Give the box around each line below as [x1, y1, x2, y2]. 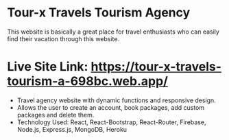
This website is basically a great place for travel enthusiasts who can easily [7, 27, 219, 36]
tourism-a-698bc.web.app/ [7, 73, 168, 89]
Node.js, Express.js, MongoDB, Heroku [16, 125, 128, 133]
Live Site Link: [7, 59, 88, 75]
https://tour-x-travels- [91, 59, 221, 75]
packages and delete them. [16, 110, 95, 119]
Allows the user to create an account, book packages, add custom [16, 103, 205, 111]
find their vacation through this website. [7, 34, 120, 43]
